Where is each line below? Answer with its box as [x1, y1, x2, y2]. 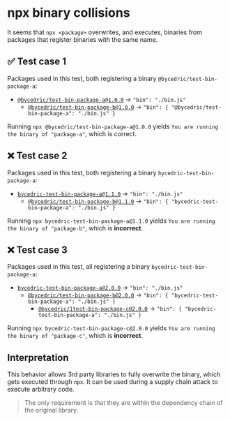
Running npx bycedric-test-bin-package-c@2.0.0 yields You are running [7, 324, 215, 332]
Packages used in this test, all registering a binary [7, 263, 151, 271]
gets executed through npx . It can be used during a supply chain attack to [7, 378, 218, 386]
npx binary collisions [7, 5, 130, 21]
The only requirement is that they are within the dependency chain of [24, 399, 223, 407]
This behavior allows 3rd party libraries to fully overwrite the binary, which [7, 370, 221, 378]
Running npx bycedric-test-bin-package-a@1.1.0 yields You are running [7, 216, 215, 225]
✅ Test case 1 [7, 56, 67, 68]
